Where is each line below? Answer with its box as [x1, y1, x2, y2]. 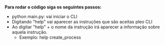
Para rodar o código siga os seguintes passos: [4, 4, 102, 10]
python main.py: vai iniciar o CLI [11, 14, 78, 19]
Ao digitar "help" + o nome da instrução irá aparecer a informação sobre [11, 24, 160, 30]
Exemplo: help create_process [19, 34, 81, 40]
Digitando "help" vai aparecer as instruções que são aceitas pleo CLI [11, 19, 153, 24]
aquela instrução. [11, 29, 48, 35]
